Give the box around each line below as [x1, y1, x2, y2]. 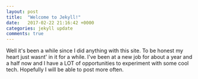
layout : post [6, 8, 39, 15]
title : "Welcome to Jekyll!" [6, 14, 81, 20]
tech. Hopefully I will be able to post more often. [6, 66, 124, 73]
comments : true [6, 31, 44, 37]
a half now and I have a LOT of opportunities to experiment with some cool [6, 60, 189, 67]
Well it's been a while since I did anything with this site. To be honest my [6, 47, 183, 54]
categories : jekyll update [6, 25, 73, 31]
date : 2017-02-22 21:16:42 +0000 [6, 20, 95, 26]
